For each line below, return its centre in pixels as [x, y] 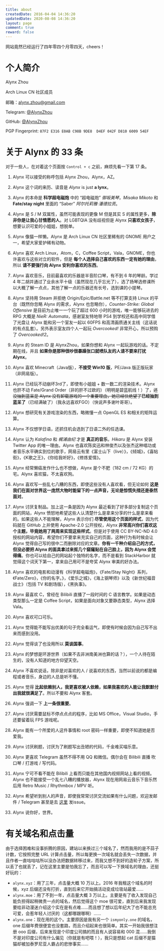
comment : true [20, 28]
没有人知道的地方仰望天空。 [53, 660]
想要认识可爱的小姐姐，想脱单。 [45, 226]
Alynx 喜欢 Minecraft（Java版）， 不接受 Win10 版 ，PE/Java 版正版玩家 [83, 367]
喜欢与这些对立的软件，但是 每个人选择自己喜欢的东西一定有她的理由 [86, 259]
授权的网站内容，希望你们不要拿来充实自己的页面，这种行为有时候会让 [83, 537]
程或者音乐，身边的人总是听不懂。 [47, 676]
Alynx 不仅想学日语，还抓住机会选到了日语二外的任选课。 [70, 429]
